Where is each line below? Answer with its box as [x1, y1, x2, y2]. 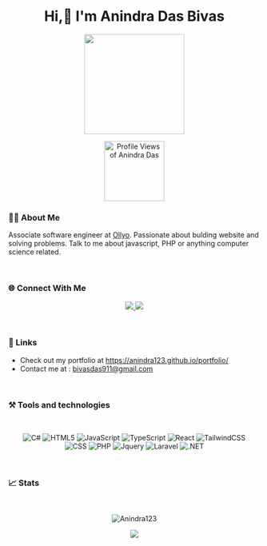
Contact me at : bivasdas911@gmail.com [19, 364, 153, 373]
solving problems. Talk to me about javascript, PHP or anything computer [8, 239, 249, 249]
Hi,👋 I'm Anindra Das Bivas [43, 7, 225, 26]
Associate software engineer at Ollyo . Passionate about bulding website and [8, 230, 260, 240]
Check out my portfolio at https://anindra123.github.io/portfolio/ [19, 355, 229, 365]
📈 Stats [8, 477, 40, 488]
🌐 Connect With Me [8, 283, 86, 294]
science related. [8, 247, 62, 257]
